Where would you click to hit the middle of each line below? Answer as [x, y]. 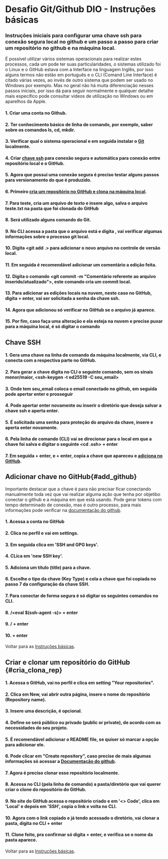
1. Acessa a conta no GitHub [35, 521]
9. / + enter [17, 624]
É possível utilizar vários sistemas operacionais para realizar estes [73, 59]
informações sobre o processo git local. [47, 236]
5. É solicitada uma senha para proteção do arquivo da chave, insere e [79, 422]
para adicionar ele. [25, 744]
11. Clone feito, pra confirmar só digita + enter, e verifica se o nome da [79, 834]
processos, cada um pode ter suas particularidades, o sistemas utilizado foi [83, 64]
